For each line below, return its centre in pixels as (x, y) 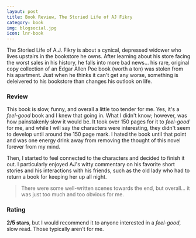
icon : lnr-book (25, 33)
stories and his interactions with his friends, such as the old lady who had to (98, 170)
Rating (16, 210)
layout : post (23, 11)
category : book (25, 22)
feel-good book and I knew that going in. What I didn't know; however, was (97, 116)
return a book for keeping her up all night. (57, 177)
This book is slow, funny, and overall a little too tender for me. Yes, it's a (93, 109)
